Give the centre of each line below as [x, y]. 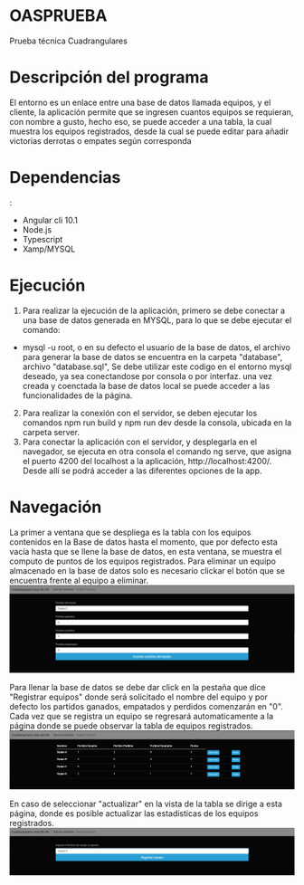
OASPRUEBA [58, 16]
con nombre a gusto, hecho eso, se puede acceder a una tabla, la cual [141, 121]
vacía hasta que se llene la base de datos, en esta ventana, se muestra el [146, 551]
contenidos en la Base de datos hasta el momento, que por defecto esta [143, 542]
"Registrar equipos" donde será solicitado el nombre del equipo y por [139, 697]
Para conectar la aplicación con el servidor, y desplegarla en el [140, 442]
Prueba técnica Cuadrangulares [69, 41]
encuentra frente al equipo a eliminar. [79, 580]
